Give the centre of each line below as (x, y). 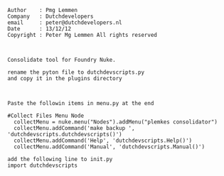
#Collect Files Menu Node (46, 116)
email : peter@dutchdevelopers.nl (65, 23)
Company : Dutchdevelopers (50, 16)
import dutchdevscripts (43, 165)
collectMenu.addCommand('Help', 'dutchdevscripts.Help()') (103, 141)
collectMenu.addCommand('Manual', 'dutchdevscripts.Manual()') (109, 147)
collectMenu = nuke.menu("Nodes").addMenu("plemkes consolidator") (116, 122)
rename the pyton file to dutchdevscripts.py (76, 72)
